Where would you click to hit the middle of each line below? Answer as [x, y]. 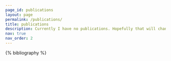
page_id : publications [29, 10]
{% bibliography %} [26, 53]
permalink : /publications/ [34, 19]
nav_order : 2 [19, 39]
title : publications [27, 24]
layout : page [19, 15]
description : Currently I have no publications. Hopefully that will [81, 29]
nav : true [16, 34]
